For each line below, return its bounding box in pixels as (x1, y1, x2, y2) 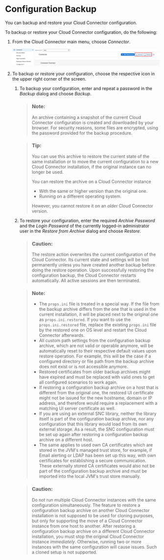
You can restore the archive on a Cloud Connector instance (31, 178, 151, 184)
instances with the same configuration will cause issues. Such (31, 544, 157, 550)
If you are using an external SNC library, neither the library (39, 411, 157, 416)
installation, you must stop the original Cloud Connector (31, 533, 144, 539)
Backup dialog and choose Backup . (19, 91, 92, 97)
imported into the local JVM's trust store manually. (39, 473, 141, 479)
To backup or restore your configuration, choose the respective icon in (12, 71, 155, 77)
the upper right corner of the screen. (12, 76, 87, 82)
